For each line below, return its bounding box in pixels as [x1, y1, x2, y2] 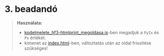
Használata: [16, 20, 43, 26]
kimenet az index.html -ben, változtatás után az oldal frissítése [24, 40, 152, 46]
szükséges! [24, 45, 48, 51]
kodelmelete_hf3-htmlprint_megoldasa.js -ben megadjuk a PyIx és [24, 29, 160, 35]
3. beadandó [4, 3, 58, 15]
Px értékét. [24, 35, 46, 41]
